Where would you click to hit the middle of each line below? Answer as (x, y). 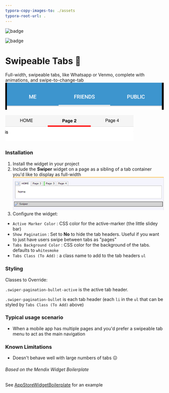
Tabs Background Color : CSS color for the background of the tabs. (81, 245)
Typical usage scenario (34, 318)
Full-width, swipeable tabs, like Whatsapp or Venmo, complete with (75, 75)
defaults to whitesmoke (35, 250)
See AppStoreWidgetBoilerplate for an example (54, 385)
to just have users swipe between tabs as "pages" (64, 240)
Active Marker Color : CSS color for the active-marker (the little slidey (85, 223)
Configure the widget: (35, 214)
